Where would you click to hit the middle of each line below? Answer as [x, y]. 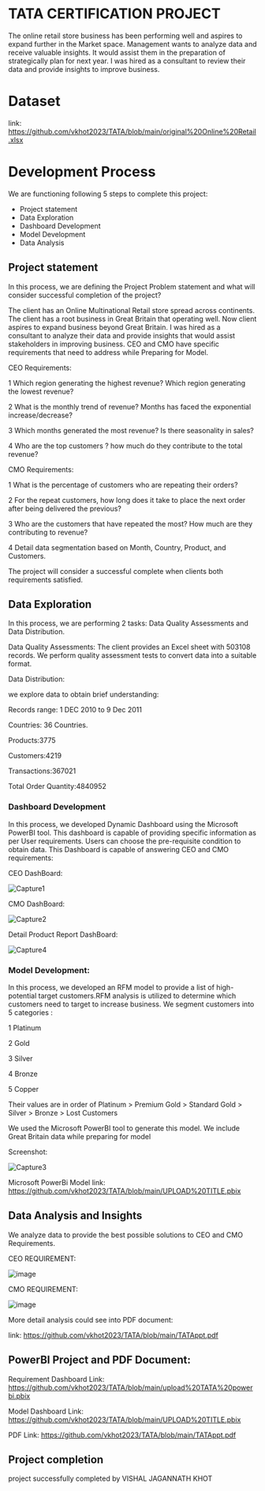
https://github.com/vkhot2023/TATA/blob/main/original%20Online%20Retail [132, 131]
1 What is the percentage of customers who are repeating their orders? [123, 485]
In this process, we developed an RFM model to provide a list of [112, 987]
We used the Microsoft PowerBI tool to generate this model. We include [124, 1128]
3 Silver [21, 1059]
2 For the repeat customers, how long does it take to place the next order [127, 500]
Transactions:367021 [42, 771]
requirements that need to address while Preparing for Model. [108, 352]
